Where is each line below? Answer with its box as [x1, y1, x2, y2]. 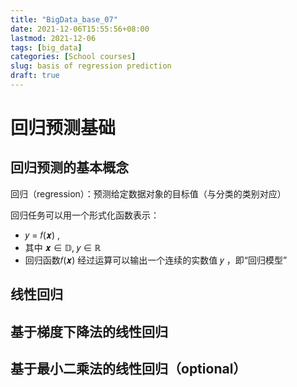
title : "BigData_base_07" [10, 14, 118, 25]
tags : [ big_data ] [10, 42, 83, 53]
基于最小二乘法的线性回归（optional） [10, 361, 247, 378]
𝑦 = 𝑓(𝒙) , [24, 229, 61, 241]
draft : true [10, 71, 60, 81]
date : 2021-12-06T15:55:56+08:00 [10, 24, 150, 34]
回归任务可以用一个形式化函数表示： [10, 209, 160, 221]
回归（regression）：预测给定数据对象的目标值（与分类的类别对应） [10, 187, 287, 200]
